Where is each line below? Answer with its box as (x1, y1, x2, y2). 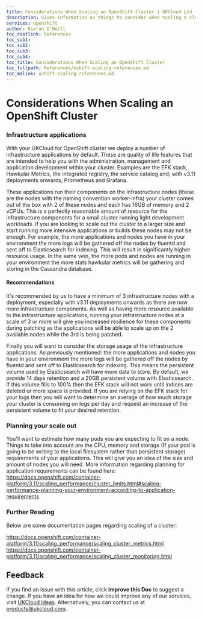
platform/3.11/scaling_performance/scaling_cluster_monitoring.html (6, 552, 173, 560)
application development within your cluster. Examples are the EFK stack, (6, 163, 188, 171)
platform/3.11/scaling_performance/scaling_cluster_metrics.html (6, 540, 164, 547)
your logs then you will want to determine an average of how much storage (6, 393, 192, 401)
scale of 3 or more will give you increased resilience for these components (6, 318, 191, 325)
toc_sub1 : (6, 37, 31, 43)
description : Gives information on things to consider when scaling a (6, 14, 187, 20)
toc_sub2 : (6, 43, 31, 49)
